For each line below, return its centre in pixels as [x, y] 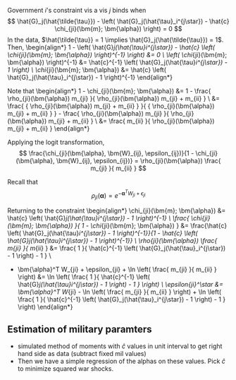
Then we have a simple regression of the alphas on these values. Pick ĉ [121, 361]
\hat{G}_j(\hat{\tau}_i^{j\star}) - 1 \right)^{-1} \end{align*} [90, 77]
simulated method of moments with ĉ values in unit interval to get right [120, 346]
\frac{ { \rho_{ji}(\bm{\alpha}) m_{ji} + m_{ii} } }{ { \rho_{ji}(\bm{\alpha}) [111, 106]
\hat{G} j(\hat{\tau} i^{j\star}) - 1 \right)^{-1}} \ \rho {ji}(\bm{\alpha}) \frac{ [112, 241]
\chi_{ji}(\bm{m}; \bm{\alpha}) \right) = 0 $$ [118, 29]
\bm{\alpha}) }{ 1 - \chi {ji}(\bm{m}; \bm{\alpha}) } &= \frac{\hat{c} [131, 226]
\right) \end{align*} [45, 307]
